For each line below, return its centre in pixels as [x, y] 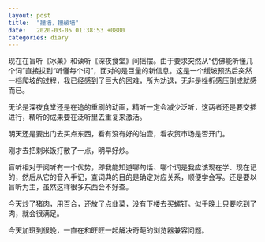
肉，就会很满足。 [36, 214]
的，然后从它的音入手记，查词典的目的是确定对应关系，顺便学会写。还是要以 [132, 177]
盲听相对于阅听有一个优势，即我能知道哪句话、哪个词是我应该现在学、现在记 [132, 167]
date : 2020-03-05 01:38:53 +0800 [67, 30]
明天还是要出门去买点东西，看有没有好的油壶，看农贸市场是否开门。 [119, 134]
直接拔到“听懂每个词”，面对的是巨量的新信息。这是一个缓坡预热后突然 [138, 71]
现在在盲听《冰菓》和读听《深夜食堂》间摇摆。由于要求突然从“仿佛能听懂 [127, 61]
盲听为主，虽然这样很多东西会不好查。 [70, 187]
